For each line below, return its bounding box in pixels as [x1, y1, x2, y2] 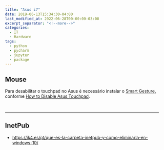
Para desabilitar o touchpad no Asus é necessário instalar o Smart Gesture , [5, 88, 156, 94]
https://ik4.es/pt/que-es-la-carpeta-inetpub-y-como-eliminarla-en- [12, 134, 148, 140]
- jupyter [9, 52, 29, 58]
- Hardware [9, 35, 32, 40]
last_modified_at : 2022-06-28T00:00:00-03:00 [5, 16, 99, 21]
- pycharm [9, 48, 29, 53]
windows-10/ [12, 140, 39, 146]
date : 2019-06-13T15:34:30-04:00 [5, 12, 73, 17]
